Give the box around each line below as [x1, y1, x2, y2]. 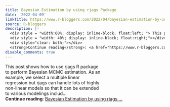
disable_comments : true [5, 49, 56, 55]
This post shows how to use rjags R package [5, 64, 99, 70]
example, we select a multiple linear [5, 74, 80, 80]
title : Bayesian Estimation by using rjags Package [5, 7, 116, 13]
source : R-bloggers [5, 21, 47, 27]
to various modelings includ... [5, 90, 67, 96]
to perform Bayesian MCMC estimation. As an [5, 69, 101, 75]
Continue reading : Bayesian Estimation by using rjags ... [5, 95, 123, 101]
